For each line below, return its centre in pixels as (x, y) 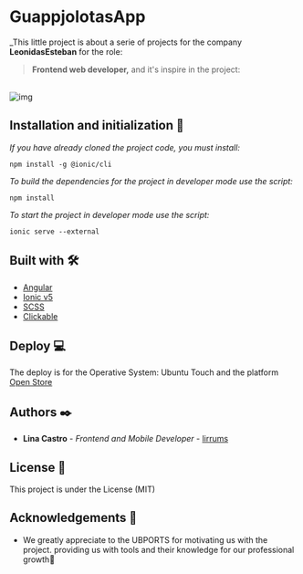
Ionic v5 (37, 297)
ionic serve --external (55, 231)
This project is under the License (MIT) (83, 489)
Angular (37, 287)
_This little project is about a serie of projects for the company (126, 42)
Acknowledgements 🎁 (73, 518)
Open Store (31, 382)
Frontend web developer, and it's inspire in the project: (136, 69)
